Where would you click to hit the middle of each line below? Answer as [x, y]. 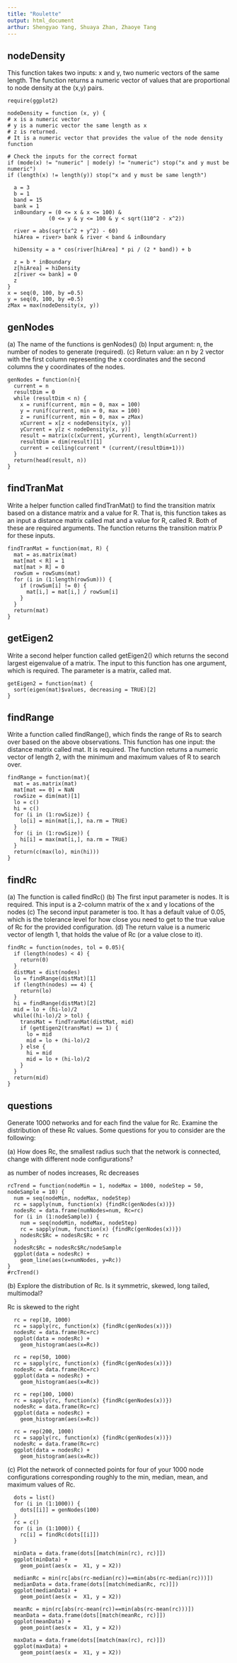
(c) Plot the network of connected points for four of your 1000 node [105, 1470]
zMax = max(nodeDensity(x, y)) [53, 305]
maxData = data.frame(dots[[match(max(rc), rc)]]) [90, 1640]
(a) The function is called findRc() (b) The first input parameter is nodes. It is [118, 897]
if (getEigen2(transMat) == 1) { [69, 1028]
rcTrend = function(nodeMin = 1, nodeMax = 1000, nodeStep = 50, [105, 1186]
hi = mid [39, 1053]
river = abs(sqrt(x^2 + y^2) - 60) [66, 231]
